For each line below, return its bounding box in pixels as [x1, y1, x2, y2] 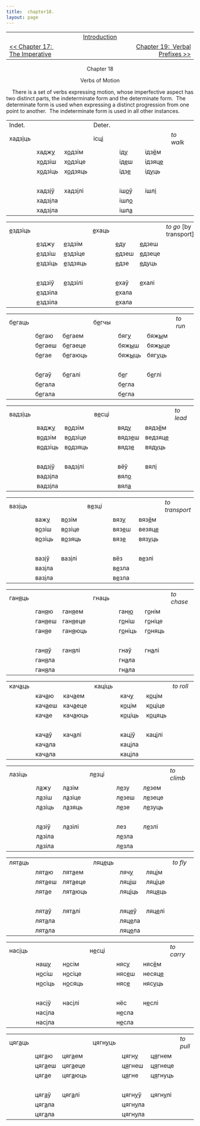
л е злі [143, 822, 158, 831]
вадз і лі [64, 462, 85, 470]
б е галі [62, 370, 81, 378]
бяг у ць [146, 351, 167, 359]
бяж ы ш [118, 341, 139, 350]
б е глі [146, 370, 162, 378]
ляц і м [145, 868, 162, 876]
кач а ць [9, 682, 30, 690]
